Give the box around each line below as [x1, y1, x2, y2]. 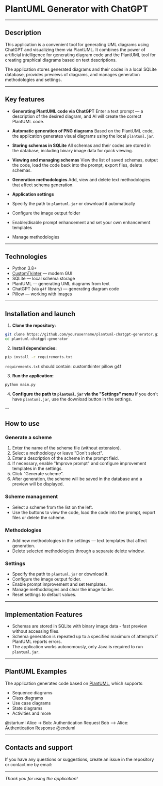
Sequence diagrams [12, 690, 52, 695]
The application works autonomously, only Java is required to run [12, 644, 143, 650]
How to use [5, 419, 40, 428]
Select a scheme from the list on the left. [12, 504, 93, 510]
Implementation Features [5, 610, 83, 619]
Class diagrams [12, 695, 44, 701]
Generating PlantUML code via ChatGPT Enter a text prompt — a [12, 108, 143, 114]
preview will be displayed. [12, 481, 64, 487]
